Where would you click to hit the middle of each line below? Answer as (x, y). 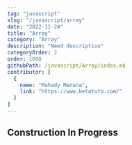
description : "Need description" (56, 46)
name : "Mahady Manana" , (54, 85)
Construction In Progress (63, 133)
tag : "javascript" (34, 14)
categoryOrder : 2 (32, 53)
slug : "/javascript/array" (46, 20)
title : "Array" (29, 33)
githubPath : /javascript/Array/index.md (67, 66)
